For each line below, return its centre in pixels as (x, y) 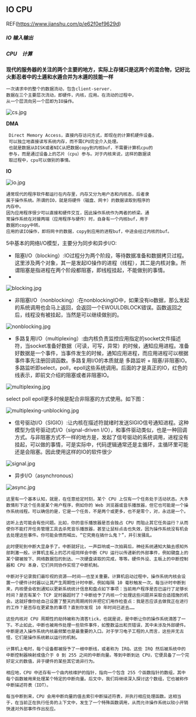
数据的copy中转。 (24, 225)
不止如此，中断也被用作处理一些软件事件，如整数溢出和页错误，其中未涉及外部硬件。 (101, 625)
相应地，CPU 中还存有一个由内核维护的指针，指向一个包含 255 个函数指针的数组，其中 (96, 673)
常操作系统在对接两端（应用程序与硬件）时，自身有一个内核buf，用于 (77, 219)
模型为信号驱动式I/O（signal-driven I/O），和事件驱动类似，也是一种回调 (101, 430)
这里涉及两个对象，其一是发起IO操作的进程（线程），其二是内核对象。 (98, 263)
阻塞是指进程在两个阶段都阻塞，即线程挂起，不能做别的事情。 (94, 270)
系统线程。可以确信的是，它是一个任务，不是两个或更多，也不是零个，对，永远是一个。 (99, 512)
